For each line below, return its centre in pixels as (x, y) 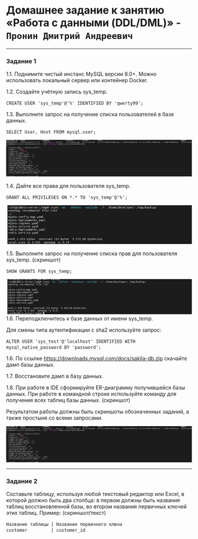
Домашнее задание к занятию (85, 10)
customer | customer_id (46, 530)
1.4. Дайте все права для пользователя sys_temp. (68, 186)
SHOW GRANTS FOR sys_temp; (39, 272)
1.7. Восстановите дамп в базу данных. (55, 376)
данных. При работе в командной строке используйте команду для (91, 394)
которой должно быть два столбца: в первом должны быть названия (93, 501)
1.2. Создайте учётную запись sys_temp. (57, 92)
